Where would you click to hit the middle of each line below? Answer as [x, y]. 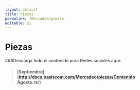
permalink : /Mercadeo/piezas [35, 18]
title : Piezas [19, 14]
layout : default [21, 9]
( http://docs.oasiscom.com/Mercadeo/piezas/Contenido [76, 77]
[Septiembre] [31, 72]
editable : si [18, 23]
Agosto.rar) [29, 82]
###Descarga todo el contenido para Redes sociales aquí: [63, 61]
